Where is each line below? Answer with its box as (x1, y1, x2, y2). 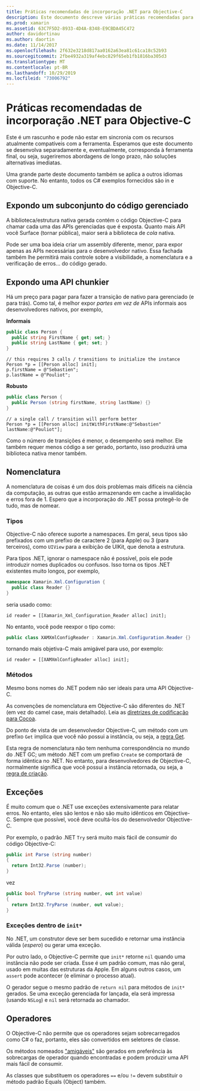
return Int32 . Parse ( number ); (11, 863, 87, 869)
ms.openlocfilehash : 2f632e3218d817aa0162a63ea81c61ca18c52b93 (6, 48, 167, 54)
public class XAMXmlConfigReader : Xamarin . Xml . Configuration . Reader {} (6, 634, 191, 640)
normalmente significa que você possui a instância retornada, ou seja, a (6, 763, 183, 771)
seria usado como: (6, 601, 52, 608)
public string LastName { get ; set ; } (11, 340, 109, 346)
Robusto (6, 383, 28, 390)
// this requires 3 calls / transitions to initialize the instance (6, 356, 180, 362)
